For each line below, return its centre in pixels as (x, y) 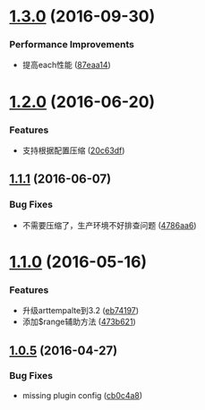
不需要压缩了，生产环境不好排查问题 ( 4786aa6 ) (109, 225)
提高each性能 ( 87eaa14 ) (67, 65)
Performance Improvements (72, 45)
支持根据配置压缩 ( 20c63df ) (73, 150)
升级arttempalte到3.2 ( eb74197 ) (81, 311)
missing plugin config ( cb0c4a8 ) (82, 395)
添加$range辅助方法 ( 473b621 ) (79, 322)
